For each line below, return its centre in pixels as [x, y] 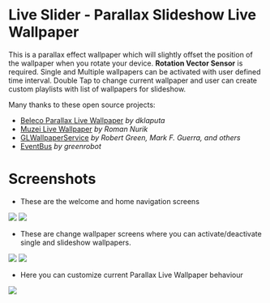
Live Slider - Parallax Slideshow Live [133, 15]
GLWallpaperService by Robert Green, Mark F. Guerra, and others [130, 137]
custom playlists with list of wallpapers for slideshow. [97, 89]
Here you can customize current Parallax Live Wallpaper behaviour [131, 275]
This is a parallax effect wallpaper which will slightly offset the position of [131, 54]
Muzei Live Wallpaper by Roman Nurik [84, 129]
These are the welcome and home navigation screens [110, 201]
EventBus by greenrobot [60, 146]
